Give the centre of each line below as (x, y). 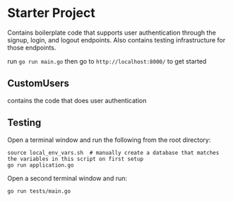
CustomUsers (38, 84)
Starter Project (51, 13)
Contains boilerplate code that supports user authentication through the (112, 32)
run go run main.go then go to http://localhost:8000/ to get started (107, 61)
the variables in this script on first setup (75, 159)
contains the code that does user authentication (77, 100)
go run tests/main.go (39, 191)
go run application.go (41, 165)
